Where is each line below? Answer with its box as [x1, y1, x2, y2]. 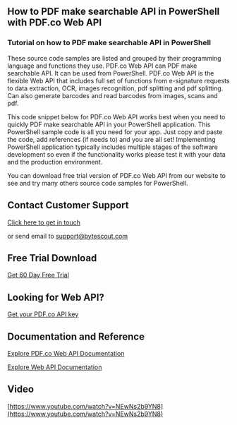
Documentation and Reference [7, 330, 145, 342]
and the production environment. [7, 157, 103, 166]
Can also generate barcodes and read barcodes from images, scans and [7, 91, 218, 100]
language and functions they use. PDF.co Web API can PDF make [7, 61, 197, 70]
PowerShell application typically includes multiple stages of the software [7, 143, 219, 151]
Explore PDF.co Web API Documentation [7, 349, 125, 357]
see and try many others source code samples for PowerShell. [7, 179, 188, 187]
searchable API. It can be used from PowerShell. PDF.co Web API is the [7, 68, 214, 77]
